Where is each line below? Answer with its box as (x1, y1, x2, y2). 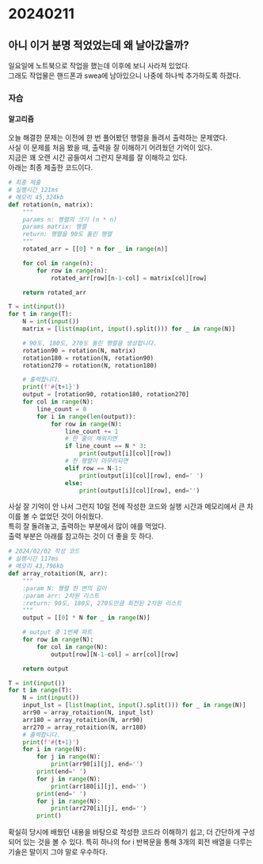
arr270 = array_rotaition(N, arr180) (22, 723, 147, 731)
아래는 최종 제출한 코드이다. (8, 163, 93, 172)
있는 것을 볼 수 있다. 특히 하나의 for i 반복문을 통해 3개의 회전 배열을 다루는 (22, 837, 253, 847)
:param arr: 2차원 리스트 (22, 592, 100, 600)
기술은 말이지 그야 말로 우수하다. (8, 847, 109, 857)
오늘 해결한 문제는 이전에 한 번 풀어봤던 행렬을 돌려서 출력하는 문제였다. (8, 133, 228, 143)
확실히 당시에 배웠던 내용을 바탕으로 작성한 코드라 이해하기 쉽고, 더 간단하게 (8, 827, 241, 837)
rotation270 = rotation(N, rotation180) (22, 361, 158, 369)
